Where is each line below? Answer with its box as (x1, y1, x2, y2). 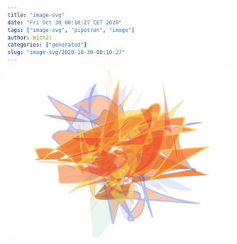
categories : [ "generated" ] (7, 41, 87, 49)
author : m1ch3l (7, 34, 53, 41)
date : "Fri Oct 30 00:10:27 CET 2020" (7, 18, 122, 26)
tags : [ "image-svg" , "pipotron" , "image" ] (7, 26, 135, 33)
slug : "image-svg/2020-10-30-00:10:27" (7, 49, 126, 56)
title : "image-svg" (7, 11, 65, 18)
